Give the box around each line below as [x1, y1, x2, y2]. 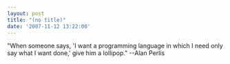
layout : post [7, 10, 45, 17]
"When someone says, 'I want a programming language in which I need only [7, 42, 224, 50]
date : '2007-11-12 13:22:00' [7, 23, 91, 30]
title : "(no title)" [7, 17, 67, 23]
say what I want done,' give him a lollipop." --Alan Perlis [7, 49, 165, 57]
